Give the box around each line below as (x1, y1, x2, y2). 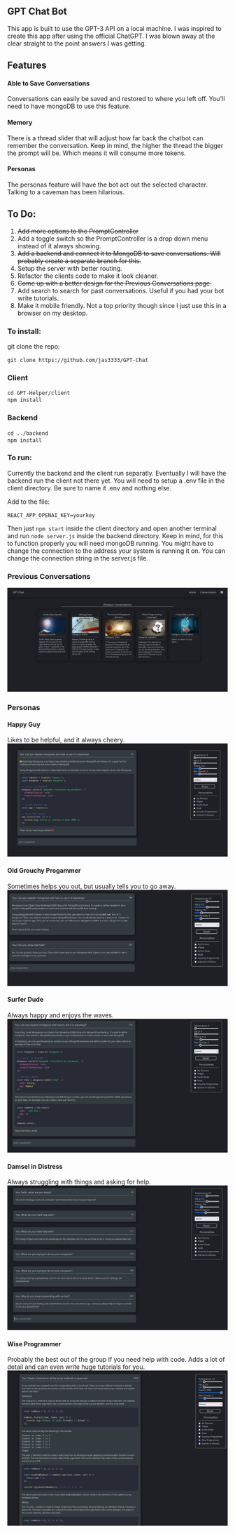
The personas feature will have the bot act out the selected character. (7, 180, 208, 189)
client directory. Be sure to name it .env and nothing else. (7, 483, 172, 492)
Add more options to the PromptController (17, 227, 138, 235)
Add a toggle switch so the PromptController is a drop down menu (17, 234, 208, 243)
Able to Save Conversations (7, 79, 90, 87)
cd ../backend (7, 429, 49, 437)
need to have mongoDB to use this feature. (7, 102, 131, 111)
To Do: (7, 208, 36, 220)
